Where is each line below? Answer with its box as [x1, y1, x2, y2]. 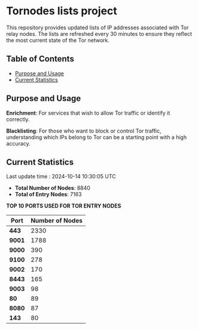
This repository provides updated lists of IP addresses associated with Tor [6, 24, 189, 31]
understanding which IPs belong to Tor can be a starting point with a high [6, 133, 187, 141]
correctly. [6, 115, 30, 123]
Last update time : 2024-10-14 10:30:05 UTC [6, 173, 117, 180]
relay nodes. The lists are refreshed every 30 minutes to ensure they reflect [6, 30, 193, 37]
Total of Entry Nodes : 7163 [14, 191, 82, 198]
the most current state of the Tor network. [6, 36, 109, 44]
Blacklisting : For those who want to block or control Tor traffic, [6, 127, 162, 134]
